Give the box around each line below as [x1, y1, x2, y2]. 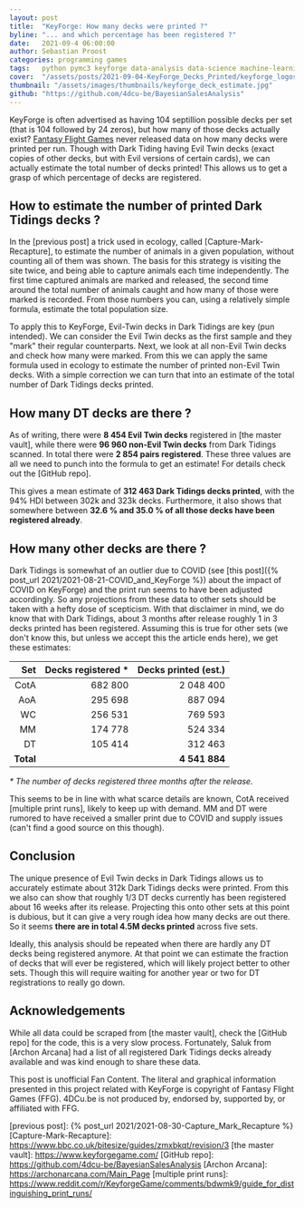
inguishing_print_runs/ [9, 1187, 93, 1198]
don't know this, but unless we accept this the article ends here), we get [9, 632, 279, 643]
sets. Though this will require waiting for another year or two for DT [9, 967, 261, 978]
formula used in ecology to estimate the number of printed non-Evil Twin [9, 360, 280, 371]
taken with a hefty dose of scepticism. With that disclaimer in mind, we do [9, 603, 285, 614]
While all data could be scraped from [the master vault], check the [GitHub [9, 1027, 288, 1038]
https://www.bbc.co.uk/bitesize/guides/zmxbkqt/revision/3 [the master [9, 1139, 274, 1150]
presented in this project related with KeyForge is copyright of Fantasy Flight [9, 1083, 294, 1094]
